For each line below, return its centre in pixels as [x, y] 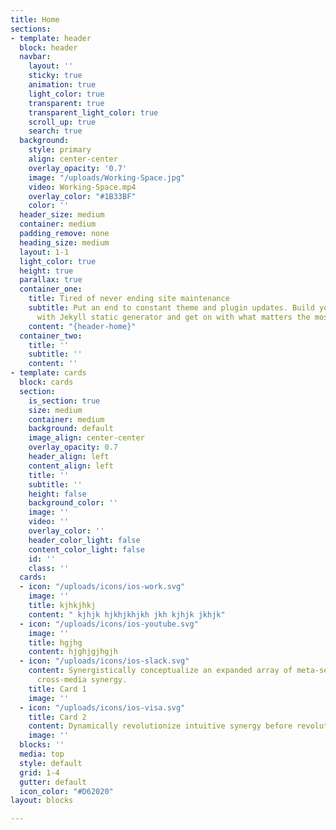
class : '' [49, 568]
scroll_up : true [62, 122]
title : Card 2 [57, 717]
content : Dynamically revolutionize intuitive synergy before [160, 726]
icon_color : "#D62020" [66, 791]
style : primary [60, 150]
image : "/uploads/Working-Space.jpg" [107, 177]
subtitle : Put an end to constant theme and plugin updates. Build [171, 308]
